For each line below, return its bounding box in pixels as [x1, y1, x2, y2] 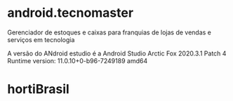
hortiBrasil [7, 81, 70, 97]
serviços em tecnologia [7, 35, 75, 43]
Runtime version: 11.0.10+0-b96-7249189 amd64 [7, 56, 148, 65]
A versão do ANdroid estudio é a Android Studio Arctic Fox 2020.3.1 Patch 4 [7, 49, 227, 58]
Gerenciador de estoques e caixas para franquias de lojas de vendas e [7, 28, 212, 36]
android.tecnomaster [7, 5, 134, 21]
